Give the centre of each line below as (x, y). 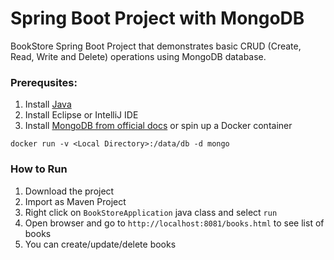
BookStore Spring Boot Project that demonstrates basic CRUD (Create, (156, 46)
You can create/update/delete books (100, 244)
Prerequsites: (44, 82)
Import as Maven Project (75, 201)
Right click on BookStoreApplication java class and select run (151, 212)
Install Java (48, 104)
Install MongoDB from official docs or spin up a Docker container (158, 126)
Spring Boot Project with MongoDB (157, 18)
